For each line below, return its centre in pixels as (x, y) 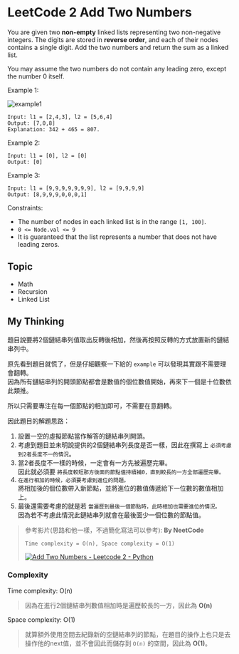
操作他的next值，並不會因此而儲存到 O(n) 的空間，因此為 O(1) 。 (118, 643)
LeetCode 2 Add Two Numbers (100, 12)
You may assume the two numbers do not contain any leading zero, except (117, 68)
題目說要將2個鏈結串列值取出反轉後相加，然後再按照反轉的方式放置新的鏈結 (118, 339)
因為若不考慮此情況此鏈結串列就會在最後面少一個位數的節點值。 (111, 515)
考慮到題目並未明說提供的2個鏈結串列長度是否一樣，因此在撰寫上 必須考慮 (124, 445)
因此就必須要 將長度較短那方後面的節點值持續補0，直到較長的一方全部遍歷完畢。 (121, 471)
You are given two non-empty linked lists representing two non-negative (114, 32)
